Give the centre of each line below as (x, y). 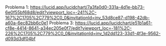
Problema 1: (17, 7)
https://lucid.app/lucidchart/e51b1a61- (114, 23)
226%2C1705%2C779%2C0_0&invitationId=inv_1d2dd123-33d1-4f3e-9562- (83, 33)
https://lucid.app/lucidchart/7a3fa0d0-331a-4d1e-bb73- (87, 7)
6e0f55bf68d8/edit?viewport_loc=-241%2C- (51, 12)
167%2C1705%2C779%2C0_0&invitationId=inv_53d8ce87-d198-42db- (78, 18)
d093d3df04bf (20, 39)
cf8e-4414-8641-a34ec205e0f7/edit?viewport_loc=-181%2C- (69, 28)
